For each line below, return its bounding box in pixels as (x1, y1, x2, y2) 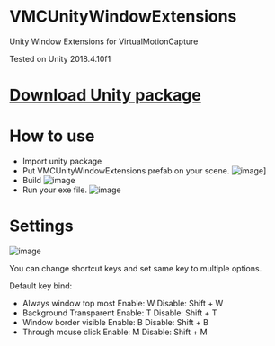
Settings (9, 216, 74, 236)
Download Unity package (9, 85, 202, 105)
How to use (9, 126, 95, 146)
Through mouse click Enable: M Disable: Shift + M (22, 326, 208, 337)
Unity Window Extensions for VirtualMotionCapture (9, 36, 199, 47)
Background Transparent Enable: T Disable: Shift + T (22, 307, 217, 318)
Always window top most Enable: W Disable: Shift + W (22, 298, 224, 308)
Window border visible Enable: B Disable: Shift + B (22, 317, 209, 327)
